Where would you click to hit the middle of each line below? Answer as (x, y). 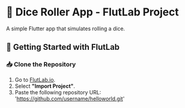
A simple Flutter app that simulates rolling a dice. (66, 28)
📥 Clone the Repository (41, 65)
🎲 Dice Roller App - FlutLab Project (92, 12)
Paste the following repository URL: (58, 92)
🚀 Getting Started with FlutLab (63, 47)
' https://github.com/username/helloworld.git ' (70, 99)
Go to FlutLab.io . (35, 80)
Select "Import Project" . (45, 86)
